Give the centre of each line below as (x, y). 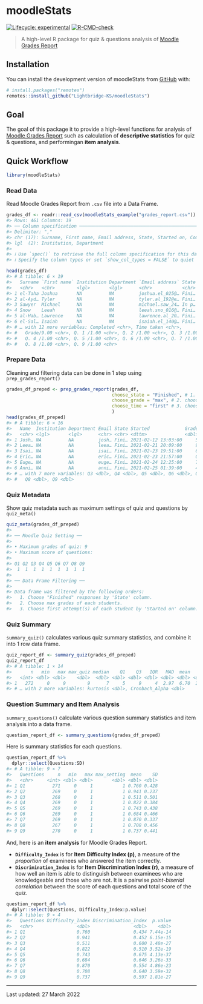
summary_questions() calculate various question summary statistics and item (101, 718)
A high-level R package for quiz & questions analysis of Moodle (100, 39)
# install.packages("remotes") (46, 90)
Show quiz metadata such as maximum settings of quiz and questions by (97, 508)
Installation (28, 64)
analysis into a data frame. (39, 724)
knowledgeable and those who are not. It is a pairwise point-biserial (99, 880)
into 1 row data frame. (33, 644)
